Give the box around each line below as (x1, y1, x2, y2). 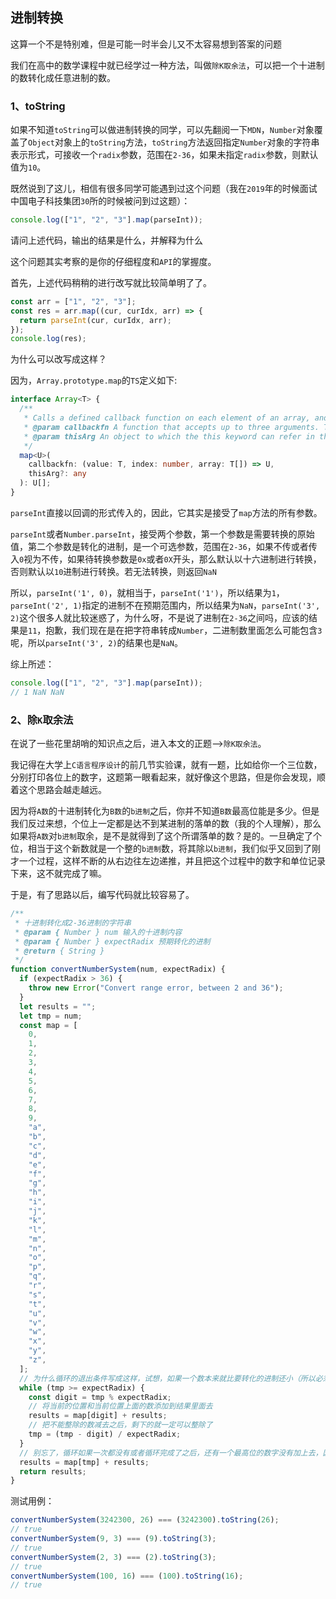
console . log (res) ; (10, 334, 87, 344)
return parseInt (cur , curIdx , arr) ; (19, 315, 172, 325)
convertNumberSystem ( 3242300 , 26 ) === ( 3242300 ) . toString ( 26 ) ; (10, 1515, 280, 1525)
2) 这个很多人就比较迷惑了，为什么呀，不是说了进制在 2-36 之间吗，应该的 (10, 611, 309, 623)
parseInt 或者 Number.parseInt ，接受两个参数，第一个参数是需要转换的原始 (10, 528, 315, 540)
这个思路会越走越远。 (18, 784, 107, 796)
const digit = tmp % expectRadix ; (28, 1392, 172, 1402)
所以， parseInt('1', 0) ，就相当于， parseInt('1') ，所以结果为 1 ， (10, 586, 285, 598)
